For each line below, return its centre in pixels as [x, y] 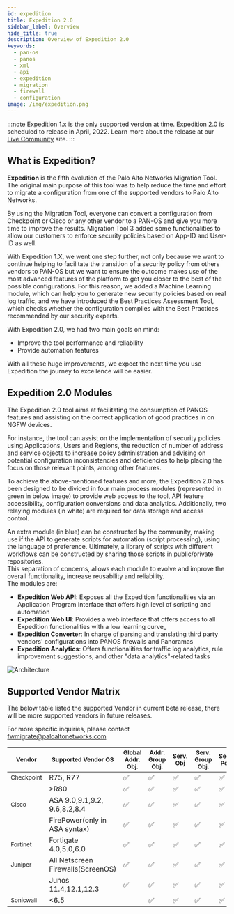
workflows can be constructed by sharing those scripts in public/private [110, 554]
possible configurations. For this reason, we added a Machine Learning [109, 286]
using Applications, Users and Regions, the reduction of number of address [115, 445]
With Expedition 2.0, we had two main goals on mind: [83, 329]
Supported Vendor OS [83, 760]
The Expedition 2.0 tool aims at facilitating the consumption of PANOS [107, 410]
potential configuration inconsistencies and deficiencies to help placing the [115, 460]
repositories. [25, 561]
